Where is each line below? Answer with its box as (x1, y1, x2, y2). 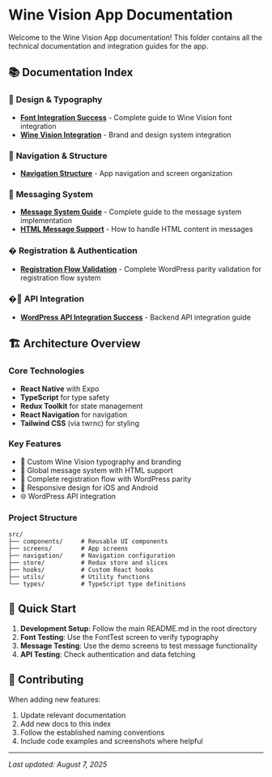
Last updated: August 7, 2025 (8, 759, 108, 769)
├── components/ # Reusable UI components (8, 538, 168, 546)
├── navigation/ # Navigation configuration (8, 552, 176, 560)
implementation (19, 216, 73, 225)
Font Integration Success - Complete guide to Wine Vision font (19, 112, 232, 122)
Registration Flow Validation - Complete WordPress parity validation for (19, 264, 261, 273)
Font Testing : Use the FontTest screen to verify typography (19, 632, 219, 642)
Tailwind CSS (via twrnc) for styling (19, 418, 140, 427)
